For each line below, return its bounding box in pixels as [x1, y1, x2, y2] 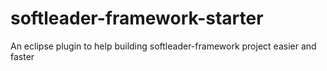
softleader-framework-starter [10, 7, 264, 30]
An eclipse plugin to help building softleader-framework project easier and [10, 40, 317, 52]
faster [10, 50, 35, 62]
